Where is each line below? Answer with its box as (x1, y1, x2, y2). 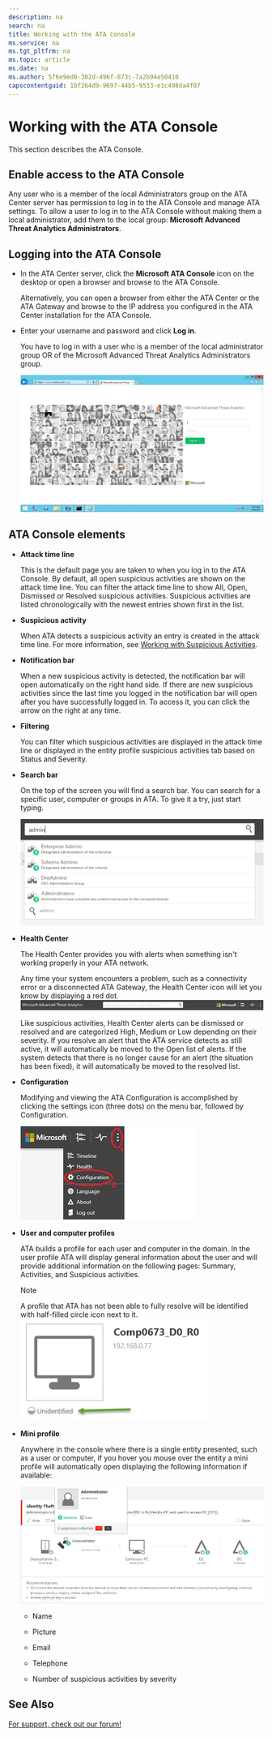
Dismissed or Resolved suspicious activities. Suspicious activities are (19, 590, 251, 600)
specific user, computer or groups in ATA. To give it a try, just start (19, 794, 241, 804)
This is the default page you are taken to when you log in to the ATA (19, 564, 246, 575)
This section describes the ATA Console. (8, 144, 144, 154)
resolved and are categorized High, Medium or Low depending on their (19, 1027, 257, 1037)
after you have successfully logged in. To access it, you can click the (19, 697, 250, 706)
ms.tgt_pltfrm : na (8, 47, 70, 56)
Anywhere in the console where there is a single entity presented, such (19, 1444, 257, 1455)
